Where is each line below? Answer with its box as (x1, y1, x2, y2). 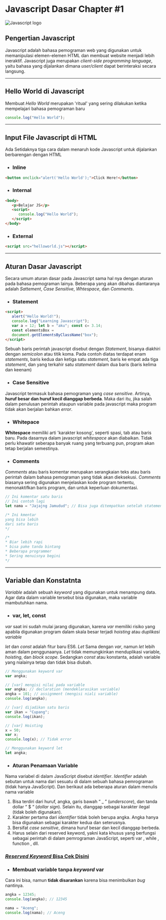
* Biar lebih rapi (5, 540, 43, 545)
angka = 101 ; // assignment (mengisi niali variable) (5, 691, 119, 697)
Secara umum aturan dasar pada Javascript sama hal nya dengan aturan (5, 275, 153, 281)
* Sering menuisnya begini (5, 553, 61, 559)
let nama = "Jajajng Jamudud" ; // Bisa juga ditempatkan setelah (5, 504, 142, 509)
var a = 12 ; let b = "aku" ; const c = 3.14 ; (11, 323, 103, 328)
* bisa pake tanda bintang (5, 544, 61, 549)
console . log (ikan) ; (5, 714, 45, 719)
